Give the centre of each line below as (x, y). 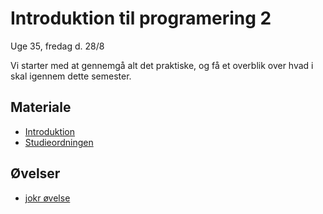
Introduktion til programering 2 (141, 18)
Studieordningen (59, 142)
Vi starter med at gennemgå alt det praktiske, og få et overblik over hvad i (162, 65)
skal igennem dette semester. (71, 76)
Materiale (41, 107)
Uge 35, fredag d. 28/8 (57, 46)
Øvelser (35, 173)
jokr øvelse (47, 198)
